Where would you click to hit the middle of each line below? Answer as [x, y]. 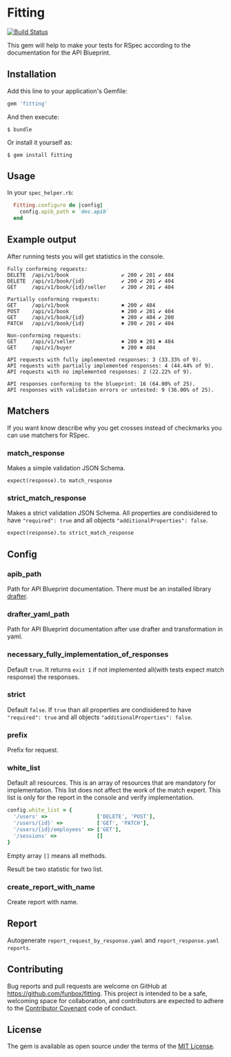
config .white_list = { [40, 810]
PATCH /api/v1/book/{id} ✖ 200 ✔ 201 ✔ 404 [91, 323]
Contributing [35, 970]
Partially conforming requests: [53, 299]
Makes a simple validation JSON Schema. [66, 468]
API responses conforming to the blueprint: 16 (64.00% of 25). [101, 384]
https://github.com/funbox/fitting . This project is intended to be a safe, [108, 993]
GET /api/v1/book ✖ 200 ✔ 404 [81, 305]
